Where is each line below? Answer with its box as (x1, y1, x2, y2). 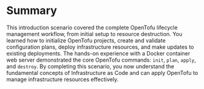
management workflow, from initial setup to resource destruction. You (6, 30, 183, 37)
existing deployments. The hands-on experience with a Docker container (6, 49, 191, 57)
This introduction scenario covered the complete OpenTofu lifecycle (6, 24, 178, 31)
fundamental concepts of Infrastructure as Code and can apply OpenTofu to (6, 69, 198, 76)
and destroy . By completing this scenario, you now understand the (6, 62, 175, 70)
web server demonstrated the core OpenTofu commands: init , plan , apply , (6, 56, 196, 63)
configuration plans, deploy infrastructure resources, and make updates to (6, 43, 194, 51)
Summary (6, 4, 57, 18)
